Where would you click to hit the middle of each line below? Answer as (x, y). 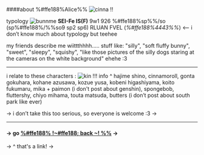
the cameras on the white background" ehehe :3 (67, 58)
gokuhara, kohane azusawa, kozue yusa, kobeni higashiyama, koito (90, 82)
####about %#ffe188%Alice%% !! (60, 9)
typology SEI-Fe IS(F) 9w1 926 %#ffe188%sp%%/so (86, 21)
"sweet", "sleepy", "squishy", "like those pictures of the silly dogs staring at (100, 52)
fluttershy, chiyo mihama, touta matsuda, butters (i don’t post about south (98, 95)
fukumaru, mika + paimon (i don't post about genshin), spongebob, (90, 89)
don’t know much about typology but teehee (62, 34)
